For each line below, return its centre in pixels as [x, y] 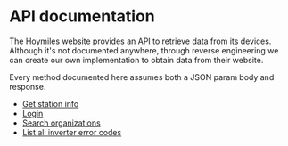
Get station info [50, 103]
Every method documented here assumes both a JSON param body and [142, 77]
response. [28, 86]
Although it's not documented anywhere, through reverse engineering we [144, 50]
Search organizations [61, 123]
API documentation [82, 16]
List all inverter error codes [72, 132]
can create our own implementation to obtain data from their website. [136, 60]
